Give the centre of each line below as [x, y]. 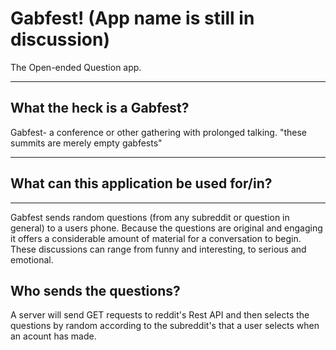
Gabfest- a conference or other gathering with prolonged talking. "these [158, 132]
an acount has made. [53, 336]
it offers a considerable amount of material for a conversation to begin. [156, 238]
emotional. [32, 259]
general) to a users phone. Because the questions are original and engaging [166, 228]
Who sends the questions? [95, 290]
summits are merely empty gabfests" [86, 143]
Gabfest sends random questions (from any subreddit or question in [150, 217]
